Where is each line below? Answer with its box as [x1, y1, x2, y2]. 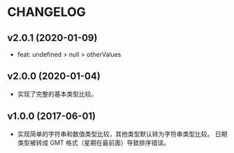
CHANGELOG [7, 4, 86, 20]
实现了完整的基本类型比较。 [17, 90, 98, 98]
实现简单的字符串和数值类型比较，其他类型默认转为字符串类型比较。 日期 [17, 129, 228, 138]
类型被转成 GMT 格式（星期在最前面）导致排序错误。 [17, 138, 170, 147]
